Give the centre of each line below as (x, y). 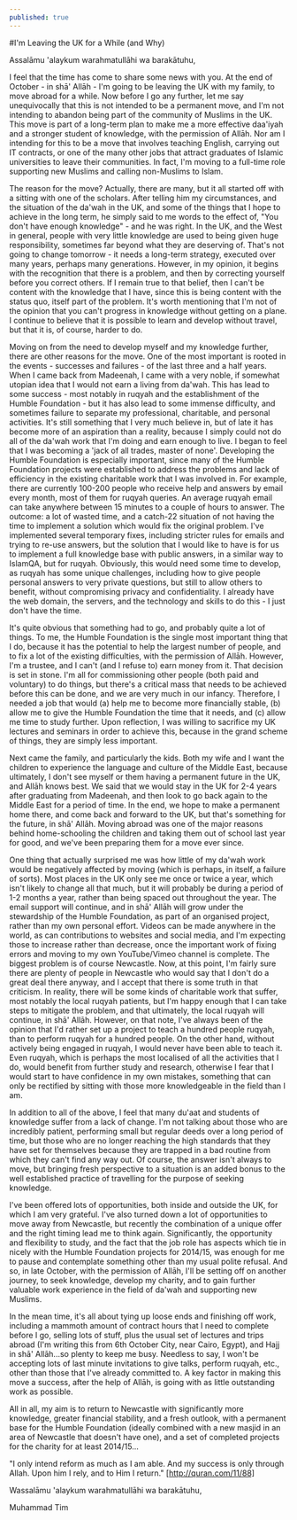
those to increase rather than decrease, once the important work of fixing (143, 944)
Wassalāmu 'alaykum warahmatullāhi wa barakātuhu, (106, 1490)
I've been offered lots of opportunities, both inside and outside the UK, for (144, 1204)
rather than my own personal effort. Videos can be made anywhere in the (142, 925)
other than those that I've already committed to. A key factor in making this (145, 1372)
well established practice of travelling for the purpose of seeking (127, 1178)
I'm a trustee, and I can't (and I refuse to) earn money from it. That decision (146, 665)
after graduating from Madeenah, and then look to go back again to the (138, 795)
